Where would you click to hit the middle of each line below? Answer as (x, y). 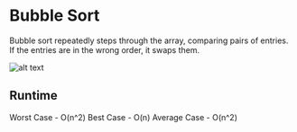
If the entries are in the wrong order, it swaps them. (105, 49)
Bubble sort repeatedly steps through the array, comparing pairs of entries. (149, 40)
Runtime (33, 96)
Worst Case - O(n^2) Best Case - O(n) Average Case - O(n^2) (123, 117)
